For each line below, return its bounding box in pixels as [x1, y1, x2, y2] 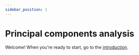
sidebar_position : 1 [5, 7, 48, 12]
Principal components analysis [5, 28, 135, 39]
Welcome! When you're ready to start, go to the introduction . [5, 44, 129, 50]
